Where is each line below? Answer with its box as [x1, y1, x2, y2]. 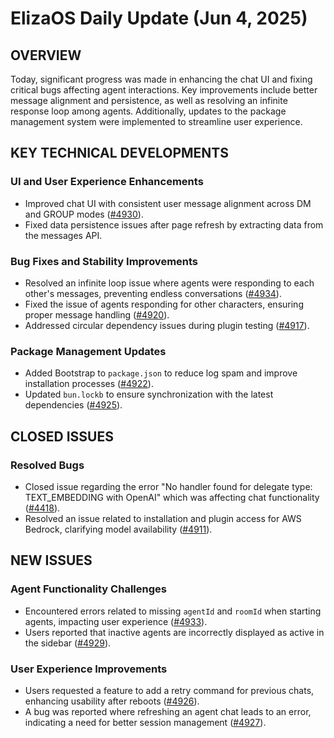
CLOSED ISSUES [10, 428, 114, 445]
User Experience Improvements [10, 662, 168, 676]
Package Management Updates [10, 344, 167, 358]
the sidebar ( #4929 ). [24, 637, 112, 649]
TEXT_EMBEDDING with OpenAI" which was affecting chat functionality [24, 491, 320, 503]
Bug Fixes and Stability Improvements [10, 254, 199, 268]
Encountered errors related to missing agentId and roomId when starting [24, 605, 322, 617]
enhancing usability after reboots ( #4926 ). [24, 695, 200, 707]
